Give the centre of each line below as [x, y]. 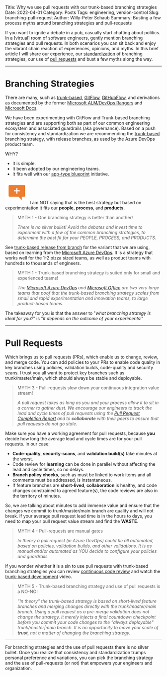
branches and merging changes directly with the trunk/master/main [87, 606]
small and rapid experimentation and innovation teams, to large [83, 298]
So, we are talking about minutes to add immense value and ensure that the [83, 505]
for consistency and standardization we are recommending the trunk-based [83, 133]
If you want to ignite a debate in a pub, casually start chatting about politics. [83, 33]
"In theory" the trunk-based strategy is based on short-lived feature [87, 601]
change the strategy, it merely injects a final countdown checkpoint [86, 617]
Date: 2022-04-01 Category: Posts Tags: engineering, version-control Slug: [83, 12]
